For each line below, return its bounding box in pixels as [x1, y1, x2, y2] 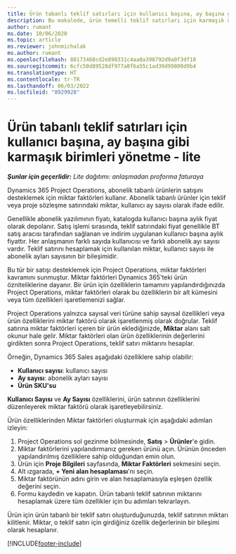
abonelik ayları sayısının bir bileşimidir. [7, 252, 118, 260]
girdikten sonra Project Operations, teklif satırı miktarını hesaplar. [7, 339, 195, 348]
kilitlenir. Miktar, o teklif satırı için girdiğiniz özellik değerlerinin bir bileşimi [7, 518, 220, 527]
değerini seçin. [17, 482, 61, 491]
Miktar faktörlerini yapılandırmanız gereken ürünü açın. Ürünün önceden [17, 445, 227, 453]
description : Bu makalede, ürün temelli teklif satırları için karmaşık [7, 17, 225, 24]
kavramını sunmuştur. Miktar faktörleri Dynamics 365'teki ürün [7, 273, 188, 282]
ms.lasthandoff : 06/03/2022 [7, 82, 90, 89]
